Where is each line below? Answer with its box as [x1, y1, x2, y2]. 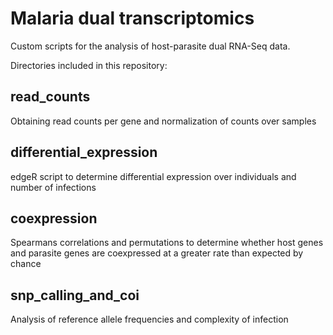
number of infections [10, 181, 97, 193]
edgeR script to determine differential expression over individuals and [10, 170, 297, 182]
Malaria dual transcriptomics [10, 7, 255, 30]
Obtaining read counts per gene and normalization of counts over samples [10, 115, 317, 127]
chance [10, 258, 42, 270]
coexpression [10, 210, 98, 227]
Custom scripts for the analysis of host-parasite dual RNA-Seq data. [10, 40, 291, 52]
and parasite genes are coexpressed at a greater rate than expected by [10, 247, 304, 259]
